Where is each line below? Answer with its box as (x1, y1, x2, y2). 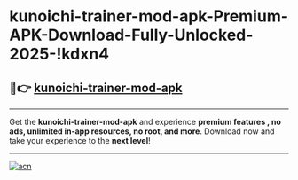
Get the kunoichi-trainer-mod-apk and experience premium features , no (9, 117, 281, 127)
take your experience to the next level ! (9, 136, 151, 145)
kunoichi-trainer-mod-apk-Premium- (9, 6, 289, 27)
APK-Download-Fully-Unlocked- (9, 25, 254, 45)
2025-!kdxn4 (9, 44, 110, 64)
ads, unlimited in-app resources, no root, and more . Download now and (9, 126, 275, 137)
